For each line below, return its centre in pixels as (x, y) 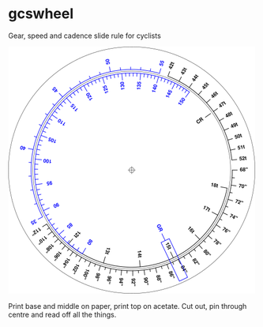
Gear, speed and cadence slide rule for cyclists (85, 36)
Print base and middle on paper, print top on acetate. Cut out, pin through (128, 306)
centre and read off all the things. (62, 314)
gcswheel (41, 14)
